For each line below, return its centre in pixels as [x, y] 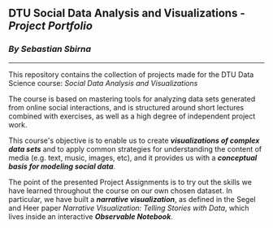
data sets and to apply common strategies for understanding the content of [135, 148]
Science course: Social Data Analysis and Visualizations [103, 83]
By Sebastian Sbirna [50, 49]
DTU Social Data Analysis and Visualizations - [127, 13]
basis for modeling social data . [62, 166]
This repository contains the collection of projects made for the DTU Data [131, 74]
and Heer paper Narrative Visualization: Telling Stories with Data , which [129, 208]
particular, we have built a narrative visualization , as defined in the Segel [132, 199]
